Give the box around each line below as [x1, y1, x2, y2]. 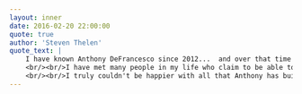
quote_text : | [9, 47, 63, 56]
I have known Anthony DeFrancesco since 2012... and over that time [25, 55, 292, 64]
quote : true [9, 30, 54, 38]
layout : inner [9, 13, 63, 22]
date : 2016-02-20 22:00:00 [9, 21, 111, 30]
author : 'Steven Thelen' [9, 38, 102, 47]
